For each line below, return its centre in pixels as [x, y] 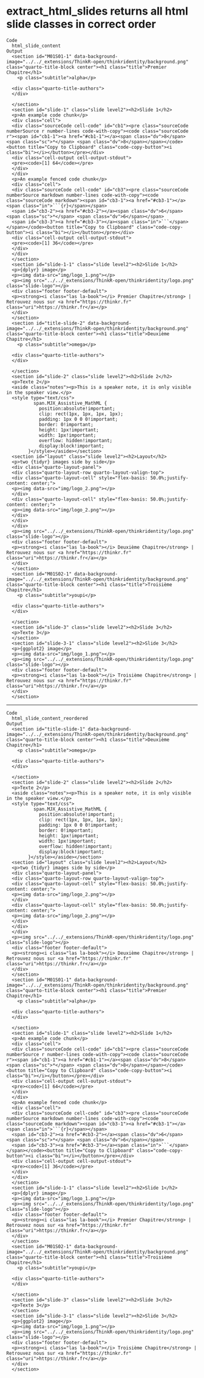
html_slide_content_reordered [50, 718]
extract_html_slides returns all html [97, 11]
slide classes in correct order [81, 24]
